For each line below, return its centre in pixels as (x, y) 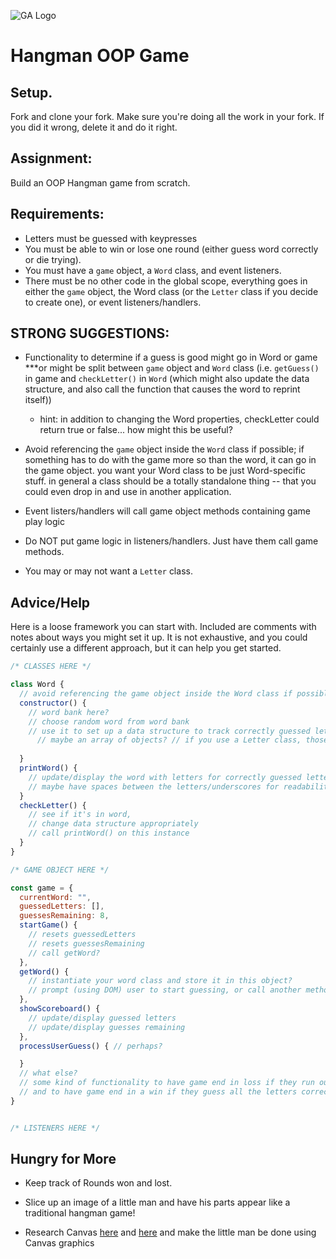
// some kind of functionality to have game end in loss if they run (167, 1083)
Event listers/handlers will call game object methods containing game (167, 511)
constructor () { (53, 703)
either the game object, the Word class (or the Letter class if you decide (171, 291)
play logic (44, 522)
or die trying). (53, 259)
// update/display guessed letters (102, 1018)
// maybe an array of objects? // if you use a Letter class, (169, 740)
